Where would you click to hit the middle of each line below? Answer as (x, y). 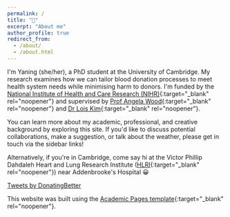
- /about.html (33, 53)
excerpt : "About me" (37, 26)
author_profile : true (38, 33)
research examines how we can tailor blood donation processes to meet (110, 79)
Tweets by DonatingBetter (44, 185)
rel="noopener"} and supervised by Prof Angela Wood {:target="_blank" (109, 101)
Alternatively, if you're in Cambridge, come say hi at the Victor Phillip (105, 157)
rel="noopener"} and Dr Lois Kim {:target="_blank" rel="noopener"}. (104, 108)
